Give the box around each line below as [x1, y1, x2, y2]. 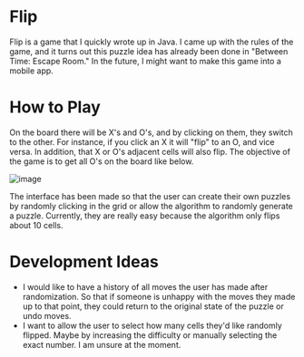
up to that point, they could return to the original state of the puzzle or [22, 301, 284, 312]
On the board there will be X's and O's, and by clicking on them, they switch [9, 127, 293, 138]
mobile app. [9, 65, 54, 76]
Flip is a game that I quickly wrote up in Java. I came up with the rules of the [9, 36, 294, 47]
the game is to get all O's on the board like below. [9, 156, 194, 167]
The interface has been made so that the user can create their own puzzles [9, 190, 291, 201]
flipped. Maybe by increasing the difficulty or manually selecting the [22, 329, 278, 341]
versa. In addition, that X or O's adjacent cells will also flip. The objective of [9, 146, 290, 157]
